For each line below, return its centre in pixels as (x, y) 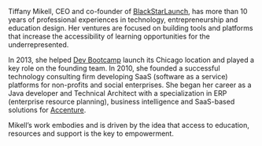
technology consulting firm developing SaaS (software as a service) (118, 77)
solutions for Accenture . (47, 110)
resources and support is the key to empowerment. (91, 133)
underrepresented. (39, 45)
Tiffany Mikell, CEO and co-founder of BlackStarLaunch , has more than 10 (128, 11)
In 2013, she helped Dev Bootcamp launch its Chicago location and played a (131, 60)
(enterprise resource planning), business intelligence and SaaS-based (122, 102)
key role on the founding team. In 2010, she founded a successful (114, 68)
